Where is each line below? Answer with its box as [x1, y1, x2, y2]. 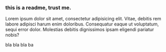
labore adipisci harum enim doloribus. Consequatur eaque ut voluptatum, [5, 21, 159, 27]
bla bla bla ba [5, 42, 34, 48]
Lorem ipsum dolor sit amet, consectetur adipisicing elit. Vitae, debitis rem [5, 16, 161, 22]
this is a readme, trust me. [5, 4, 72, 11]
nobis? [5, 32, 19, 38]
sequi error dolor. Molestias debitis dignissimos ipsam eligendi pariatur [5, 27, 154, 33]
